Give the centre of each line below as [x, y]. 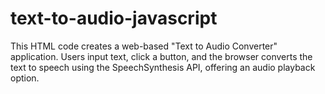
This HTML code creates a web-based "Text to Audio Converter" [144, 46]
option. [25, 78]
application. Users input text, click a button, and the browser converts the [161, 56]
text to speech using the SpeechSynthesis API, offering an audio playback [163, 67]
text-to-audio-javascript [114, 18]
